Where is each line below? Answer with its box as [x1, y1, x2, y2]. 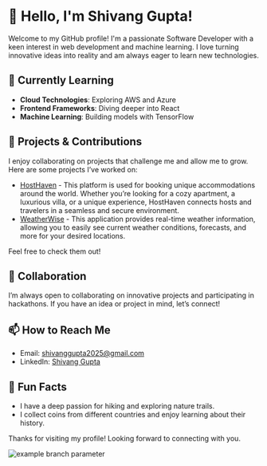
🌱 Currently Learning [8, 73, 114, 87]
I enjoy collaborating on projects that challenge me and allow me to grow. [8, 156, 249, 166]
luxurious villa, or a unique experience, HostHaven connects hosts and [19, 197, 253, 207]
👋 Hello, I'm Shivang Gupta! [8, 7, 193, 26]
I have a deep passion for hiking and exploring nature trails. [19, 401, 215, 410]
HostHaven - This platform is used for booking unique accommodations [19, 180, 256, 190]
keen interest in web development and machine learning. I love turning [8, 41, 239, 51]
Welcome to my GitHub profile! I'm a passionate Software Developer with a [8, 34, 253, 43]
